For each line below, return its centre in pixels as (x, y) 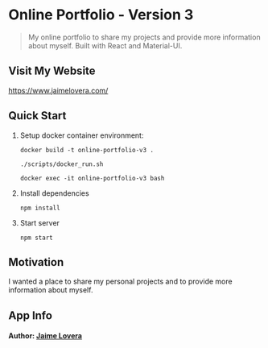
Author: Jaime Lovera (45, 336)
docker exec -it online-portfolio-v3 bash (92, 178)
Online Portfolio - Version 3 (101, 15)
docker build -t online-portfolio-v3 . (87, 150)
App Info (30, 315)
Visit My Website (52, 71)
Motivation (36, 262)
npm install (40, 208)
